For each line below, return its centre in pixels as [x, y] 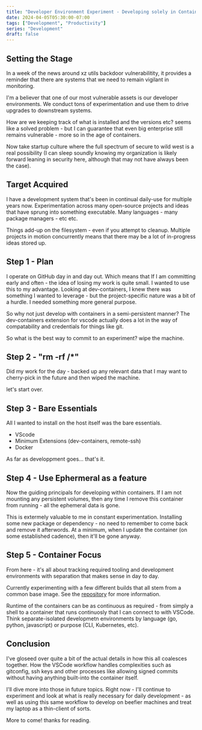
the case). [19, 166]
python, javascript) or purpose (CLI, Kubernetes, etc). [72, 625]
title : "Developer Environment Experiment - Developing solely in [91, 12]
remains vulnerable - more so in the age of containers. [74, 135]
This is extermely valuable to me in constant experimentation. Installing [94, 517]
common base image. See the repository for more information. [84, 594]
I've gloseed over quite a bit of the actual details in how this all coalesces [97, 658]
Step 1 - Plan [30, 262]
